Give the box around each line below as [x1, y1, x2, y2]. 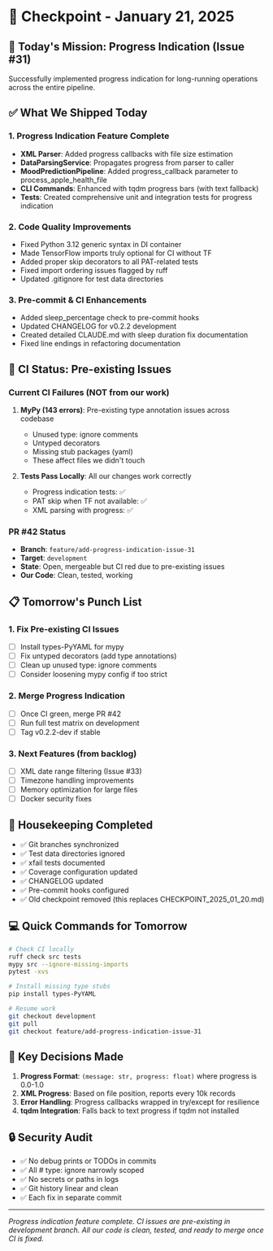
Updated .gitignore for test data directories [19, 274, 164, 284]
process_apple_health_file [19, 175, 107, 185]
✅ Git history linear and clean [19, 1184, 119, 1193]
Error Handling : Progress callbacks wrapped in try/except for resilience [19, 1097, 260, 1107]
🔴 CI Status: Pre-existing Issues [8, 362, 172, 376]
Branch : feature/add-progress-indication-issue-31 [19, 545, 195, 554]
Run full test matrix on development [19, 718, 140, 728]
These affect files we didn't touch [32, 455, 145, 465]
